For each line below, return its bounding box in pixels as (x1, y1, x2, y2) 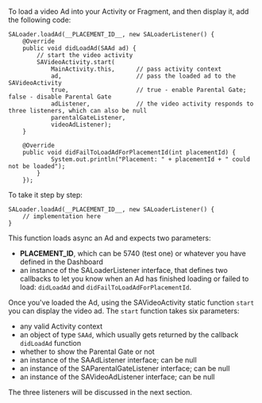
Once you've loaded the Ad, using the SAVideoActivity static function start (8, 297, 255, 307)
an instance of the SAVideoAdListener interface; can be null (19, 372, 215, 382)
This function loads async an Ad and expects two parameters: (8, 233, 211, 243)
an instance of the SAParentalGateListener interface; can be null (19, 364, 230, 373)
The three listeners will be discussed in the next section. (8, 388, 193, 397)
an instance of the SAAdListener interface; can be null (19, 355, 197, 364)
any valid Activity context (19, 321, 103, 331)
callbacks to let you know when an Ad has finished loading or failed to (19, 274, 249, 283)
